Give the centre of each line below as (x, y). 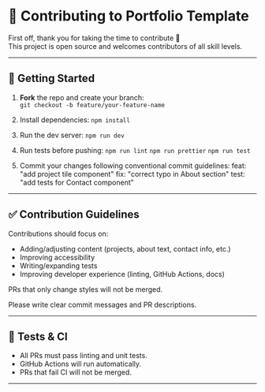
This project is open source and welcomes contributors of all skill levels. (125, 46)
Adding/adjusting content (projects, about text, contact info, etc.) (125, 248)
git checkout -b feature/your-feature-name (92, 105)
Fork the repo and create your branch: (82, 97)
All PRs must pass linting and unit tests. (83, 356)
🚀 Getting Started (52, 78)
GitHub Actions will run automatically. (80, 364)
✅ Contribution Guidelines (74, 215)
